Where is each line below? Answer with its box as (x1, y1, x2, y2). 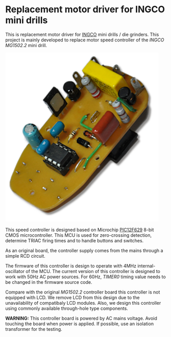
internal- (137, 262, 156, 269)
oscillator (5, 268, 25, 274)
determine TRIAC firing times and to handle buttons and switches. (5, 237, 144, 243)
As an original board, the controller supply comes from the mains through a (5, 247, 163, 254)
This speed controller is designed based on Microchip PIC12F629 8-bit (5, 227, 154, 233)
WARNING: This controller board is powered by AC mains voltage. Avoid (5, 315, 157, 321)
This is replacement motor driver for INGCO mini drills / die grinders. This (5, 31, 159, 37)
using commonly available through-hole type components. (5, 305, 129, 311)
